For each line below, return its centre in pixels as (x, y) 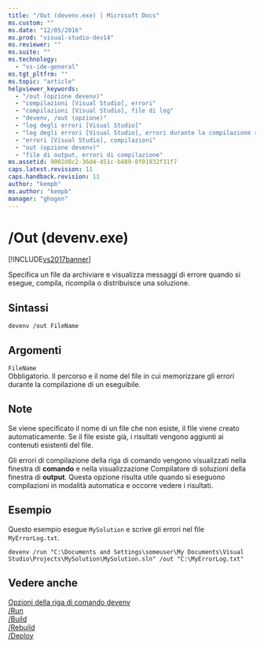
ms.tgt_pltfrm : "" (38, 74)
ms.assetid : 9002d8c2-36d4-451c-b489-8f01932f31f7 (93, 162)
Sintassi (28, 308)
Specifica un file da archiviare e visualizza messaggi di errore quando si (125, 275)
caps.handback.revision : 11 (54, 177)
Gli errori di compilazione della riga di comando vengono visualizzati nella (127, 460)
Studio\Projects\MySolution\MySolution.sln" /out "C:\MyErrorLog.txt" (126, 559)
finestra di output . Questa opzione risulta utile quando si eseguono (117, 477)
